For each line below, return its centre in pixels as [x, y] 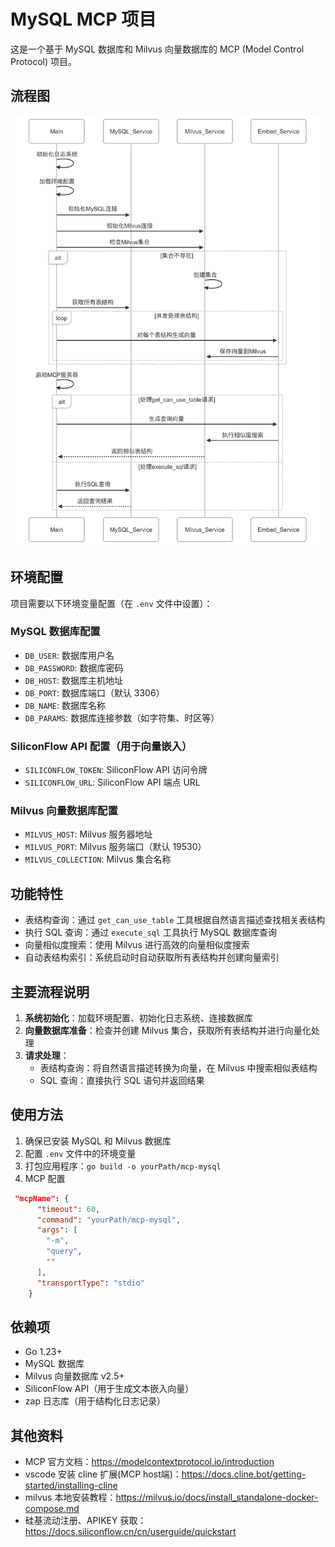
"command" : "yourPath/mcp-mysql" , [109, 1220]
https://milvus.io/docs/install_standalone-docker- [217, 1497]
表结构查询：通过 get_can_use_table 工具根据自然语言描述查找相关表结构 [175, 920]
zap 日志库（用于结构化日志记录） [95, 1401]
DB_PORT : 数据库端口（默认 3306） [94, 692]
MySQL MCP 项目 [83, 19]
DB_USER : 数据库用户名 [69, 655]
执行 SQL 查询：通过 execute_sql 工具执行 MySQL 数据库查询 [150, 932]
